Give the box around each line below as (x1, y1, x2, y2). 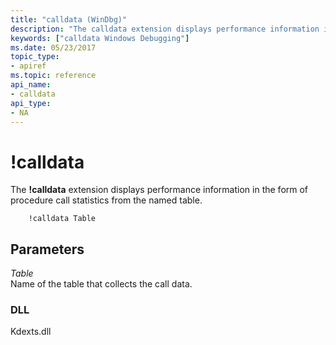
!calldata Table (28, 214, 97, 224)
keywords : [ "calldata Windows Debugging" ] (10, 33, 190, 43)
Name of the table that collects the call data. (10, 278, 193, 290)
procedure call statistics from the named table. (10, 194, 203, 206)
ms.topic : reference (10, 71, 97, 81)
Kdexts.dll (10, 326, 52, 338)
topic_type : (10, 52, 60, 62)
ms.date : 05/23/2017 (10, 42, 97, 53)
